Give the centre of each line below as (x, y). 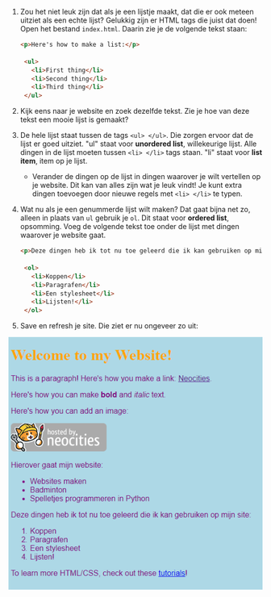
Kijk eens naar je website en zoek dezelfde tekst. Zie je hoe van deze (135, 111)
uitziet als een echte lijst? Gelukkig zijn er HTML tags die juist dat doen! (138, 20)
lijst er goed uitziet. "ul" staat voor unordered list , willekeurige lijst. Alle (138, 144)
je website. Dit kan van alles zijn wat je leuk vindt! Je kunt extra (137, 186)
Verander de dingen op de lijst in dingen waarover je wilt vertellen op (146, 177)
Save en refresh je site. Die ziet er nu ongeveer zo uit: (109, 326)
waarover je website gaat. (63, 235)
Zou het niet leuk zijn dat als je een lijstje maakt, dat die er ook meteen (137, 12)
